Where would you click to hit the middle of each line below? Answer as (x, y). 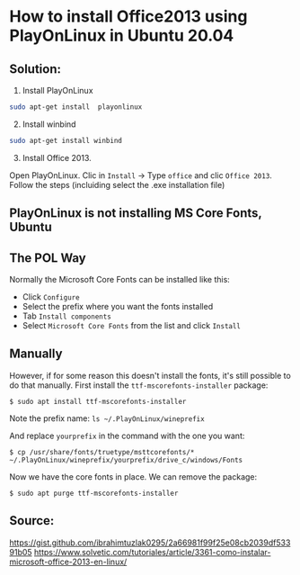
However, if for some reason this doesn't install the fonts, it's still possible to (150, 375)
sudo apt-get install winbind (66, 140)
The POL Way (48, 258)
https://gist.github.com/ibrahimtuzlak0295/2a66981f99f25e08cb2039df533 (150, 543)
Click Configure (51, 296)
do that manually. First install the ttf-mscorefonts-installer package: (139, 385)
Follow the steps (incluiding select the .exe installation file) (117, 184)
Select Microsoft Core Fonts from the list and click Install (131, 325)
